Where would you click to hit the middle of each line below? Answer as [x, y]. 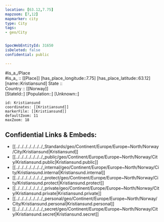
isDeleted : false [23, 50]
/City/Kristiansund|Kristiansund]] [45, 152]
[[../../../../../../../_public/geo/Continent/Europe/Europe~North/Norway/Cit [85, 157]
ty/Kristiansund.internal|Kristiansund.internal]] [59, 173]
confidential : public [27, 54]
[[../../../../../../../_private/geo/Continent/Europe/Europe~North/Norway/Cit [86, 188]
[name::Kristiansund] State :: [34, 83]
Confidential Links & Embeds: [51, 135]
